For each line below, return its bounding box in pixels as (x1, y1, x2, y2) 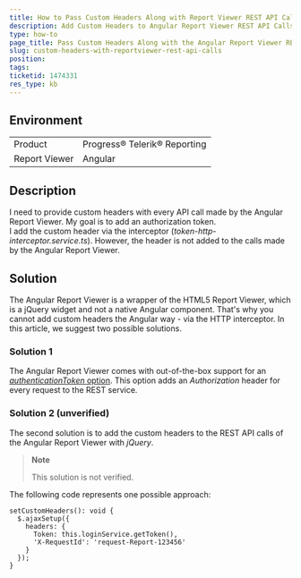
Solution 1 (9, 345, 53, 358)
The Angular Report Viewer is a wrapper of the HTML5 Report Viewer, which (9, 294, 291, 305)
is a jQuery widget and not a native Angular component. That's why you (9, 304, 274, 315)
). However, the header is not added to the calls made (87, 235, 285, 246)
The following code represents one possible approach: (9, 489, 211, 499)
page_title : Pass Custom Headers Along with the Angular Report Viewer (9, 38, 282, 47)
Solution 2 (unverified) (9, 407, 110, 420)
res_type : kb (9, 80, 58, 89)
